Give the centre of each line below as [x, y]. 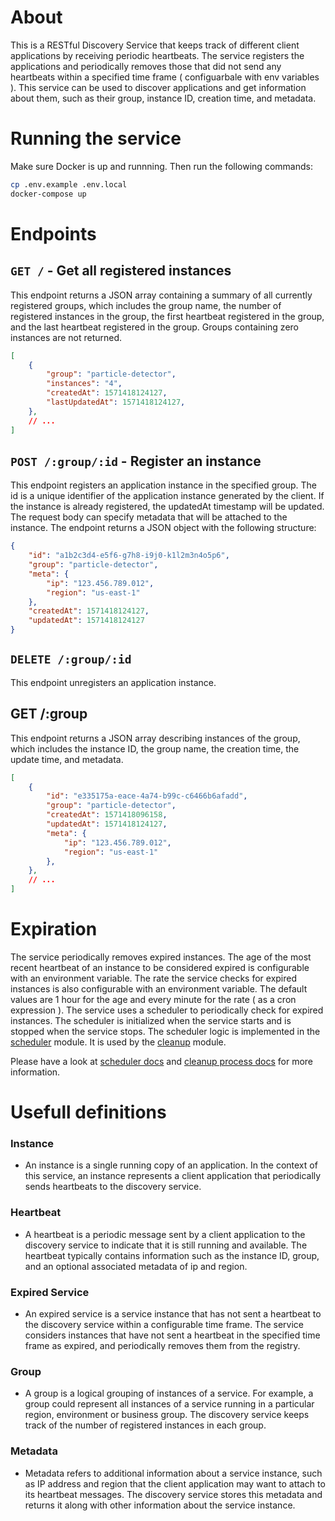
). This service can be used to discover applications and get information [158, 87]
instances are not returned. [66, 337]
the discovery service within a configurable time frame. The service [164, 1325]
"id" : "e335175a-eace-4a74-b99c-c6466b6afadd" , [147, 796]
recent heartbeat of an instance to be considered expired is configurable [160, 967]
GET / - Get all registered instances [121, 271]
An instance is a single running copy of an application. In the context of [171, 1165]
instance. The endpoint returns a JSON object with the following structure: [163, 528]
